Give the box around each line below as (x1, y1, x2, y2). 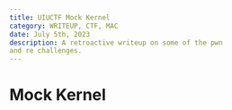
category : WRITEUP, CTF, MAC (9, 21, 119, 30)
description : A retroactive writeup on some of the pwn (9, 38, 223, 47)
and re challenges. (9, 47, 83, 55)
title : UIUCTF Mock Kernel (9, 13, 111, 22)
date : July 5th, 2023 (9, 30, 91, 38)
